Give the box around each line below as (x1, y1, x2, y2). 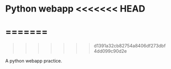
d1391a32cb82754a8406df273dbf (94, 43, 166, 49)
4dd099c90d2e (94, 48, 127, 54)
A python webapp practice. (5, 58, 63, 64)
